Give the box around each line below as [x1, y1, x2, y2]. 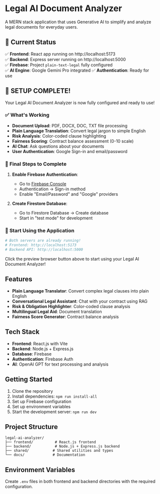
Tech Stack [5, 328, 40, 336]
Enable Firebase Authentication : [12, 171, 78, 177]
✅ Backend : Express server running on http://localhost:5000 [5, 56, 126, 62]
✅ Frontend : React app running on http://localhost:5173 [5, 51, 116, 57]
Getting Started [5, 375, 53, 384]
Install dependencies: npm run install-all [12, 393, 98, 399]
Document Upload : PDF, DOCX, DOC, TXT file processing [12, 123, 128, 128]
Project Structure [5, 422, 58, 431]
